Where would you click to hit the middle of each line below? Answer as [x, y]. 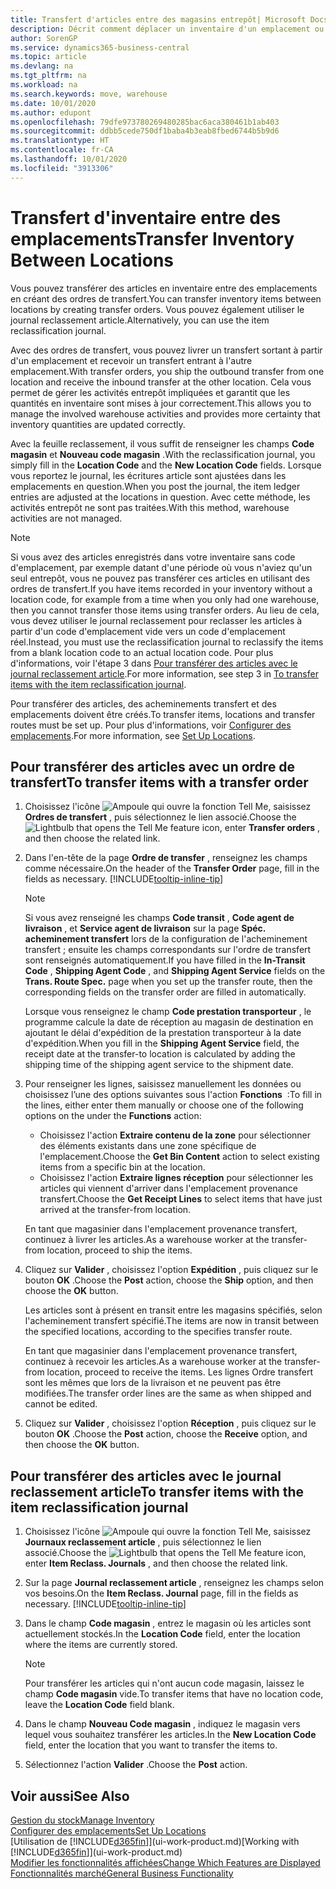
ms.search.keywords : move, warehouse [89, 94]
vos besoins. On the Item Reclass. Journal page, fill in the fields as [161, 1593]
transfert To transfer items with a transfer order [159, 782]
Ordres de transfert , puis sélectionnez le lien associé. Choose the [160, 817]
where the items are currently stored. [101, 1645]
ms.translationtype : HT [60, 141]
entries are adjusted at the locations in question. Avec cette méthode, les [160, 497]
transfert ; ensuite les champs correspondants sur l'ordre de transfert [168, 950]
